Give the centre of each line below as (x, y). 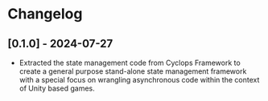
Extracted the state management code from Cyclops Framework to (130, 63)
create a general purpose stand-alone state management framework (133, 71)
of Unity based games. (57, 88)
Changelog (45, 14)
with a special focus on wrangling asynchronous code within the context (139, 80)
